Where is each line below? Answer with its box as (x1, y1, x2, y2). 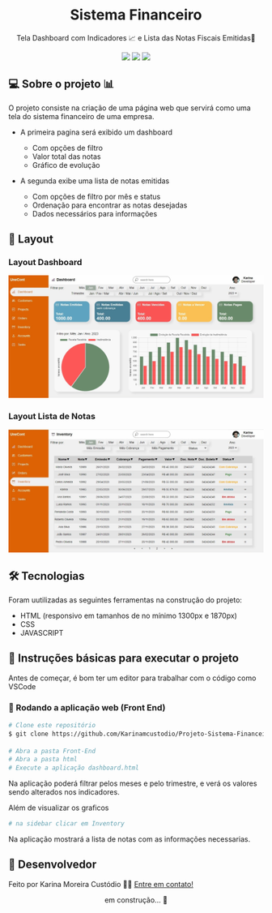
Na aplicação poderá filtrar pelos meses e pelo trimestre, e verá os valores (8, 778, 257, 788)
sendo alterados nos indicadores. (8, 787, 120, 797)
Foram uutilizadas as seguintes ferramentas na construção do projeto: (8, 594, 243, 605)
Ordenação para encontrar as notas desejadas (32, 200, 188, 210)
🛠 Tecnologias (8, 569, 85, 583)
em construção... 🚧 (104, 894, 168, 905)
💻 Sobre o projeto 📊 (8, 77, 115, 91)
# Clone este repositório (8, 721, 96, 729)
